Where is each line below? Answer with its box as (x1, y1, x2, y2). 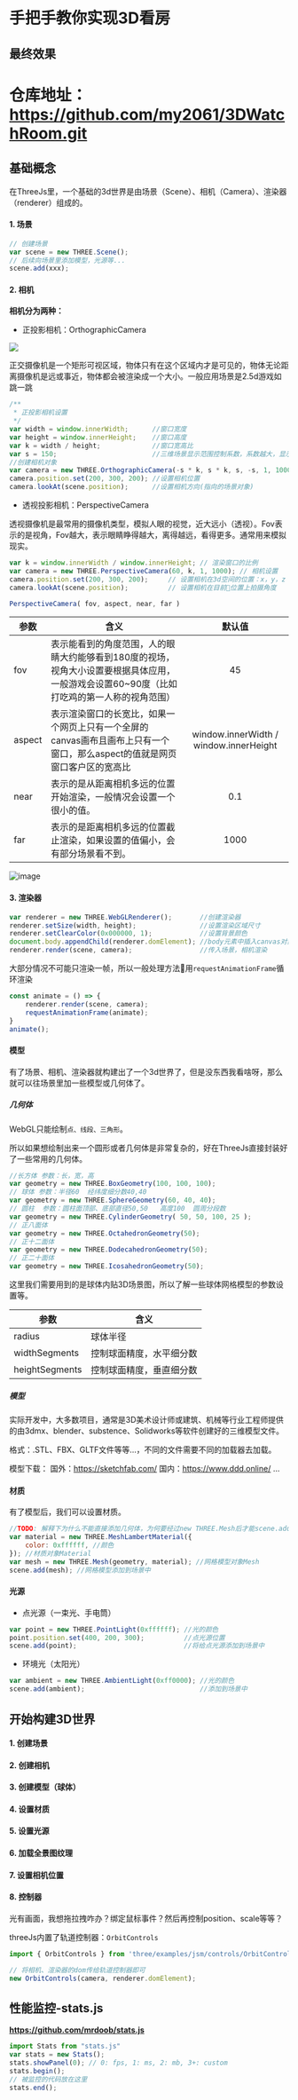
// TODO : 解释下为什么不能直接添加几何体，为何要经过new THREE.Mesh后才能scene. (9, 1524, 279, 1534)
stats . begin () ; (9, 2066, 66, 2075)
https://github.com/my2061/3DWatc (9, 104, 286, 124)
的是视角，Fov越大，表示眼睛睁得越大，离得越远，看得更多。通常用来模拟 (16, 530, 286, 541)
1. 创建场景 (9, 1738, 49, 1749)
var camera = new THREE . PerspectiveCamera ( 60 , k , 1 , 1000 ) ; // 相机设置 (9, 566, 278, 575)
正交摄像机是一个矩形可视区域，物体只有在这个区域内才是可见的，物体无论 (9, 360, 281, 371)
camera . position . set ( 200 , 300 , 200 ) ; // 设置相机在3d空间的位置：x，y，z (9, 574, 286, 584)
